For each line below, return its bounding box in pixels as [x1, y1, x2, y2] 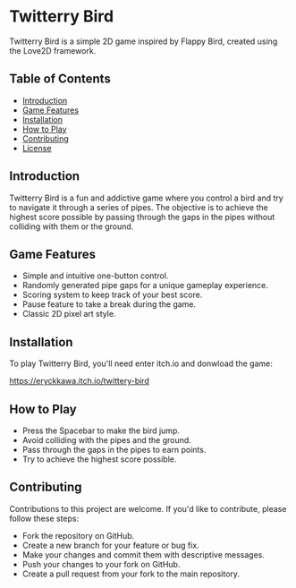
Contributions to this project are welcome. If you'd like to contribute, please [9, 503, 287, 514]
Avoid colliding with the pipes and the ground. [21, 435, 192, 445]
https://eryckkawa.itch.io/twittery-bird [9, 376, 149, 387]
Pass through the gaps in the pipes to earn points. [21, 445, 207, 455]
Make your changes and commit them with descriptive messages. [21, 549, 266, 560]
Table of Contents [9, 72, 112, 87]
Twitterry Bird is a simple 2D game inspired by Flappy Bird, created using [9, 36, 278, 47]
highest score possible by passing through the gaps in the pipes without [9, 211, 275, 222]
